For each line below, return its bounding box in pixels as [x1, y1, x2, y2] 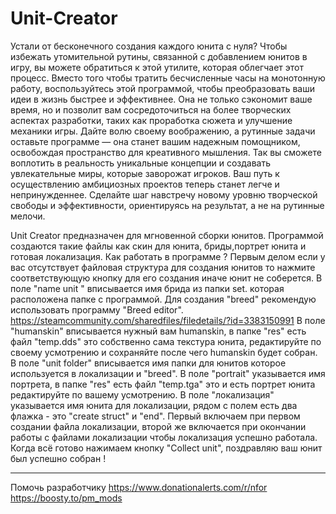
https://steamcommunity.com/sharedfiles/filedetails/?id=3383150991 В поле [10, 314, 326, 326]
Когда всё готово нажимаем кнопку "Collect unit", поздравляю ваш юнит [10, 442, 323, 454]
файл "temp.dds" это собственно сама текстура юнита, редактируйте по [10, 335, 322, 347]
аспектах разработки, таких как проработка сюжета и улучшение [10, 114, 293, 126]
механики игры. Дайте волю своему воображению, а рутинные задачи [10, 125, 316, 137]
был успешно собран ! [10, 452, 107, 464]
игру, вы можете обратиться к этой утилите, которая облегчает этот [10, 61, 304, 73]
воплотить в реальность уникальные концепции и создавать [10, 157, 272, 169]
